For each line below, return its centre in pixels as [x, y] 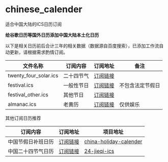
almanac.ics [22, 104]
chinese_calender [44, 9]
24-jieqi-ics [99, 151]
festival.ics [21, 85]
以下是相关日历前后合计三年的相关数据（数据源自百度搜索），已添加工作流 [82, 46]
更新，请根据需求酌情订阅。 [38, 52]
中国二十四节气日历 [31, 151]
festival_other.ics [28, 94]
